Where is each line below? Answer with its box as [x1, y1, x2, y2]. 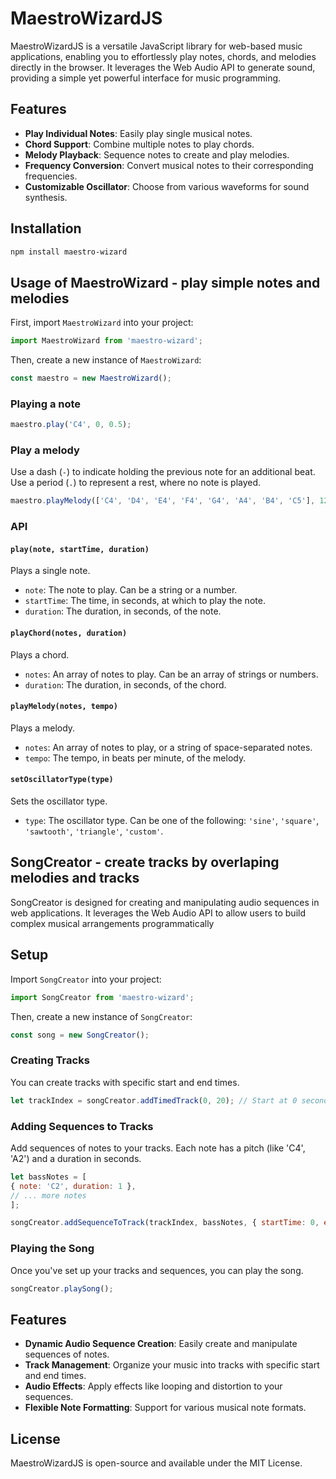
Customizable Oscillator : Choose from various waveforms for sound [24, 180, 310, 192]
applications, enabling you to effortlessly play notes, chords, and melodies [10, 50, 317, 62]
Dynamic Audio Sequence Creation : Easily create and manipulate [24, 1338, 298, 1350]
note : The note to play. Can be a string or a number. [24, 584, 238, 596]
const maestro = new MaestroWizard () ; [10, 373, 172, 384]
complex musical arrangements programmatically [10, 917, 215, 929]
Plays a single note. [10, 565, 91, 577]
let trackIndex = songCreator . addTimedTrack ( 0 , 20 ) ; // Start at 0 [10, 1095, 298, 1106]
